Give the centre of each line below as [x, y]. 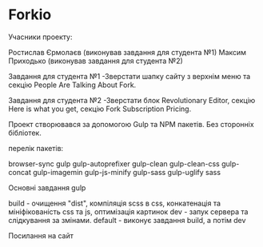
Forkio [30, 15]
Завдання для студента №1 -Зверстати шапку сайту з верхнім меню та [130, 76]
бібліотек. [25, 133]
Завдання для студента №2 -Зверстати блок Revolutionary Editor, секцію [132, 100]
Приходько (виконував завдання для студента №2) [96, 61]
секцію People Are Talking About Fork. [72, 85]
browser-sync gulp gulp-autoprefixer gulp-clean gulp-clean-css [114, 163]
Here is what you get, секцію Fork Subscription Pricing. [100, 109]
